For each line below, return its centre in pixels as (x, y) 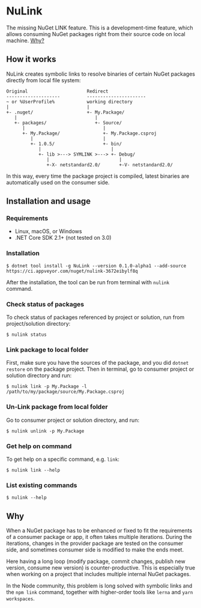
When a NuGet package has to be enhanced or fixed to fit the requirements (99, 530)
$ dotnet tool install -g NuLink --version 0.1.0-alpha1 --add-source (96, 266)
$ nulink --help (26, 498)
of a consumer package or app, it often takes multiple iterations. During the (99, 537)
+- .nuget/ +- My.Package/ (65, 112)
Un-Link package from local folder (57, 407)
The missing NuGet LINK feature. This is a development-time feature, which (100, 28)
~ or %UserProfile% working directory (70, 102)
